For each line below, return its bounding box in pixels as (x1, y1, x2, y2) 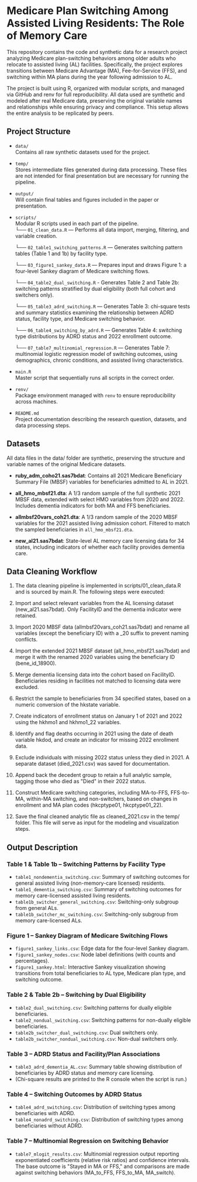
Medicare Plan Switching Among (6, 4, 169, 18)
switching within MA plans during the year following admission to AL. (6, 73, 173, 80)
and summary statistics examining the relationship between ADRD (15, 309, 174, 316)
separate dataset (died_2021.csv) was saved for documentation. (15, 760, 170, 767)
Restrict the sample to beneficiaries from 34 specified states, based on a (15, 695, 191, 702)
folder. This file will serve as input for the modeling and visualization (15, 819, 179, 826)
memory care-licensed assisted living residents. (15, 892, 131, 899)
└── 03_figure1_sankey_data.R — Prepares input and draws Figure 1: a (15, 261, 186, 268)
